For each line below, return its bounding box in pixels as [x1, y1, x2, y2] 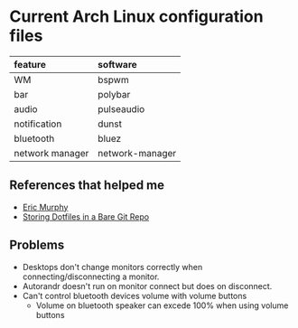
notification [14, 117, 62, 130]
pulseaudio [98, 102, 145, 115]
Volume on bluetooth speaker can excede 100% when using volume [35, 300, 289, 311]
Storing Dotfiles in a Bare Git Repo [22, 211, 150, 222]
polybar [98, 88, 131, 100]
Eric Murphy [22, 201, 69, 212]
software [98, 58, 137, 70]
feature [14, 58, 47, 70]
